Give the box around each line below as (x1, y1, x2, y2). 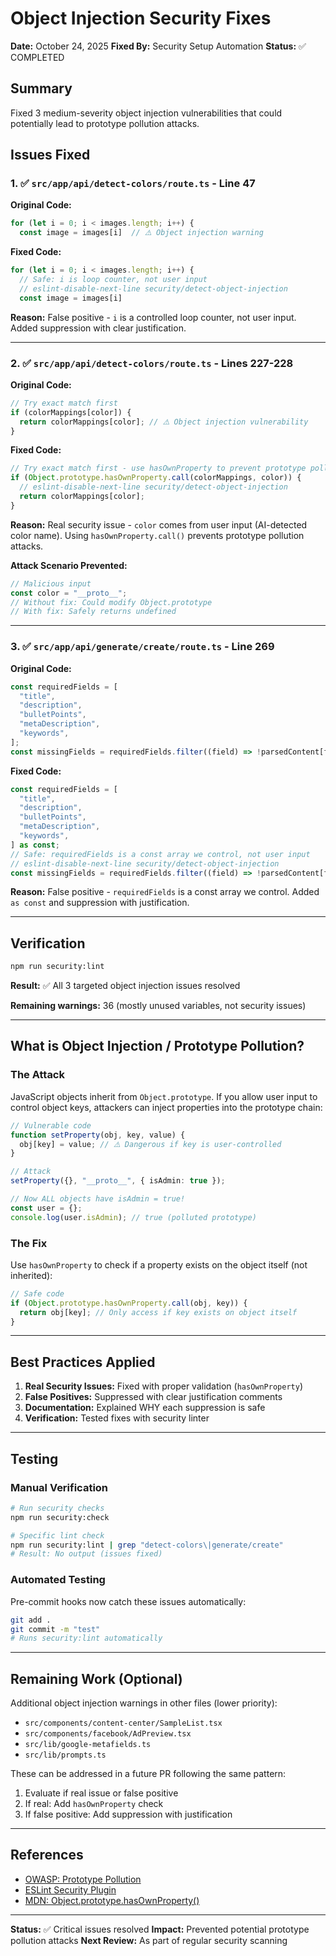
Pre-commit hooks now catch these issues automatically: (10, 1595, 247, 1607)
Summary (10, 80, 73, 97)
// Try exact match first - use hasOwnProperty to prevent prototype (10, 463, 307, 474)
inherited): (10, 1269, 53, 1281)
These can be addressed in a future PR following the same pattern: (10, 1768, 287, 1780)
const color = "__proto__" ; (10, 588, 128, 598)
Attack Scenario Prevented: (10, 559, 128, 571)
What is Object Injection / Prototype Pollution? (10, 1038, 305, 1055)
